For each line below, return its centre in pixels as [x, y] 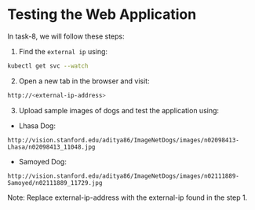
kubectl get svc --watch [48, 66]
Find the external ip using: [63, 51]
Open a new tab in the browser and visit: [84, 81]
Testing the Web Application [102, 15]
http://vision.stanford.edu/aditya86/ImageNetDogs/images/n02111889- [124, 176]
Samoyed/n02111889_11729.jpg [55, 182]
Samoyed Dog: [43, 161]
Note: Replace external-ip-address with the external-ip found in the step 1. [127, 197]
